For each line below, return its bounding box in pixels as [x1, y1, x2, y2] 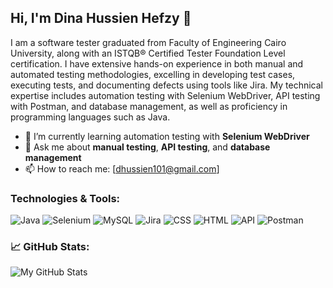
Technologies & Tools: [10, 191, 121, 205]
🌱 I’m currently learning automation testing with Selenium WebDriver [24, 130, 310, 142]
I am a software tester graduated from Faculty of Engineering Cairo [10, 36, 287, 48]
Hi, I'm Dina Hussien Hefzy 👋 [10, 10, 192, 27]
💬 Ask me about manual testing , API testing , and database [24, 141, 271, 153]
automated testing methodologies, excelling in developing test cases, [10, 68, 296, 80]
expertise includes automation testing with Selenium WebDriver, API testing [10, 89, 321, 101]
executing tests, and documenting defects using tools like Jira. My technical [10, 79, 323, 91]
